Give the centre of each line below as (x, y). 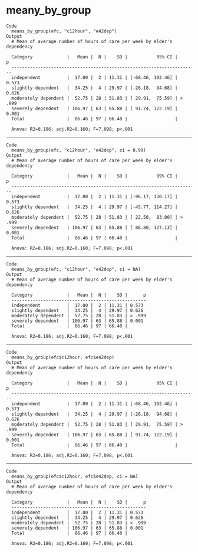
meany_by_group (49, 10)
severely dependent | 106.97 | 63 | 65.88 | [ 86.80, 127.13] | (95, 228)
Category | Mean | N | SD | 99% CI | (95, 176)
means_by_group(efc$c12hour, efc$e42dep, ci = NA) (75, 476)
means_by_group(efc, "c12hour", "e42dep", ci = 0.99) (79, 150)
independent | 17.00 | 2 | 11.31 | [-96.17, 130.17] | (95, 196)
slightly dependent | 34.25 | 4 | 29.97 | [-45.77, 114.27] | (95, 207)
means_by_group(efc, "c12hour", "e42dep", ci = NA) (76, 269)
